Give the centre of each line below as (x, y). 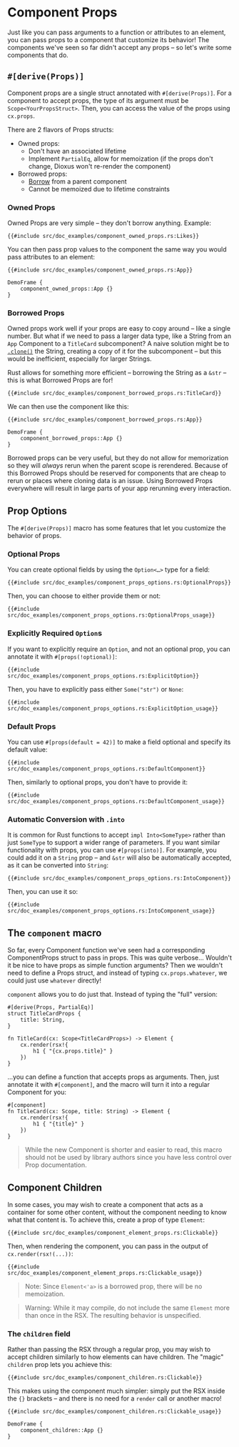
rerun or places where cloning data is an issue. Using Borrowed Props (110, 481)
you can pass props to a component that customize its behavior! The (108, 39)
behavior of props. (35, 536)
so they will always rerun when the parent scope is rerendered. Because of (118, 466)
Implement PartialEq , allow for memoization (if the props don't (121, 159)
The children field (39, 1333)
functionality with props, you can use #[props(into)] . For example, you (112, 850)
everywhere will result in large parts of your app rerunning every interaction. (119, 488)
